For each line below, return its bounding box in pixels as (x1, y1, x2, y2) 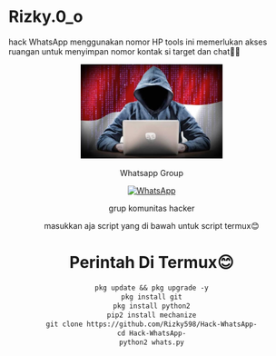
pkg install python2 (112, 302, 192, 311)
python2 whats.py (118, 338, 185, 347)
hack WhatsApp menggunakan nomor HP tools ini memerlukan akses (8, 36, 268, 47)
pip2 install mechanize (106, 311, 197, 320)
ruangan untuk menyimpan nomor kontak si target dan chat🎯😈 (8, 45, 241, 56)
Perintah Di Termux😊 (69, 252, 234, 272)
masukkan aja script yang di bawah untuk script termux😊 (44, 220, 260, 231)
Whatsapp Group (120, 167, 183, 178)
